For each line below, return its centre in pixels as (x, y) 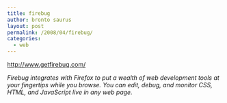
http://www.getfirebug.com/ (46, 64)
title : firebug (29, 13)
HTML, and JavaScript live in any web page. (70, 92)
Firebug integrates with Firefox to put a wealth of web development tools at (113, 78)
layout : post (26, 26)
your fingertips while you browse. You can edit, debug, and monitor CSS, (110, 85)
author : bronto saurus (39, 20)
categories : (24, 39)
